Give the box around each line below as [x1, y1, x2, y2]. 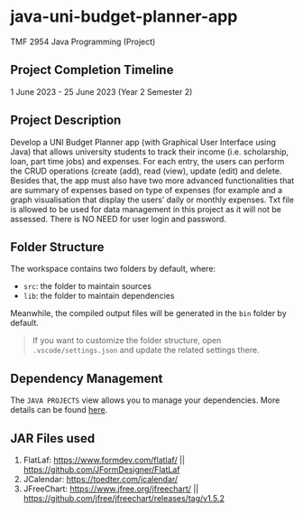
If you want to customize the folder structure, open [32, 335, 222, 346]
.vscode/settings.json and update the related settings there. [32, 345, 260, 356]
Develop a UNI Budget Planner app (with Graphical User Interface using [10, 136, 276, 147]
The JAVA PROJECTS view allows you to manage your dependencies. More [10, 395, 280, 406]
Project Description [10, 113, 122, 128]
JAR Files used [10, 431, 96, 446]
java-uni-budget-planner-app [10, 6, 238, 27]
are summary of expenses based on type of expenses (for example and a [10, 184, 283, 195]
